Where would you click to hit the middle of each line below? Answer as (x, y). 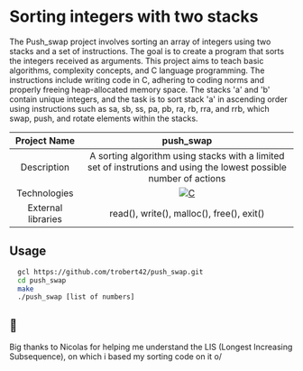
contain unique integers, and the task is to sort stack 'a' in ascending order (148, 99)
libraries (45, 218)
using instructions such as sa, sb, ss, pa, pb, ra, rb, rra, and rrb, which (139, 108)
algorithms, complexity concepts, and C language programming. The (137, 70)
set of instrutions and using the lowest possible (187, 167)
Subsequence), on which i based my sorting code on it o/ (116, 357)
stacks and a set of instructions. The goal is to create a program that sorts (147, 51)
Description (45, 167)
